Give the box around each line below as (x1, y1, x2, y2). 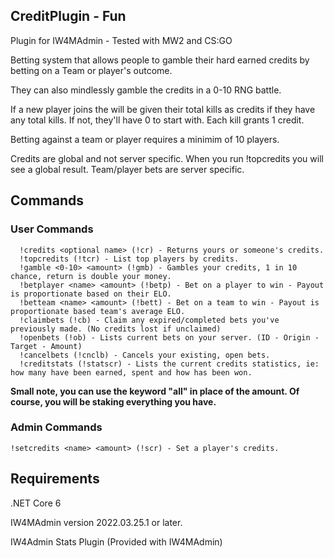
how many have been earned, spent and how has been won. (10, 367, 253, 378)
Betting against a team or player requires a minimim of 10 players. (10, 133, 280, 145)
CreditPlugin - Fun (10, 8, 127, 25)
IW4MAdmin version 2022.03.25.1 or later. (10, 516, 183, 528)
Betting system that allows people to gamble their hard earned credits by (10, 54, 310, 66)
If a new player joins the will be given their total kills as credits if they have (10, 103, 316, 115)
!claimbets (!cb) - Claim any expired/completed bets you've (19, 315, 280, 325)
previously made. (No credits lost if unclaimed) (10, 324, 222, 334)
